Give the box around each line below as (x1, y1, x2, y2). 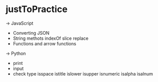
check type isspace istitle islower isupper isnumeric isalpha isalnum (13, 70, 153, 76)
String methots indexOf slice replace (13, 35, 89, 41)
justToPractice (6, 4, 68, 15)
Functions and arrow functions (13, 40, 77, 46)
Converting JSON (13, 30, 50, 36)
